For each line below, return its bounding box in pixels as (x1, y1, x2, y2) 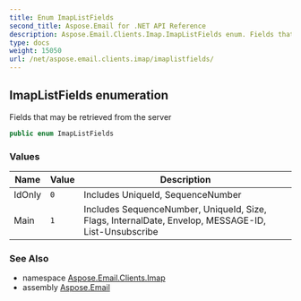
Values (9, 150, 40, 162)
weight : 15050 (9, 47, 63, 56)
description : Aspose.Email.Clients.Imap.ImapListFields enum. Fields (9, 30, 275, 39)
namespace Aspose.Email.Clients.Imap (21, 272, 166, 283)
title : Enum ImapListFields (9, 13, 115, 22)
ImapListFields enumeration (9, 88, 168, 103)
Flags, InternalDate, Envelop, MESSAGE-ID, (83, 214, 267, 227)
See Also (9, 252, 49, 264)
